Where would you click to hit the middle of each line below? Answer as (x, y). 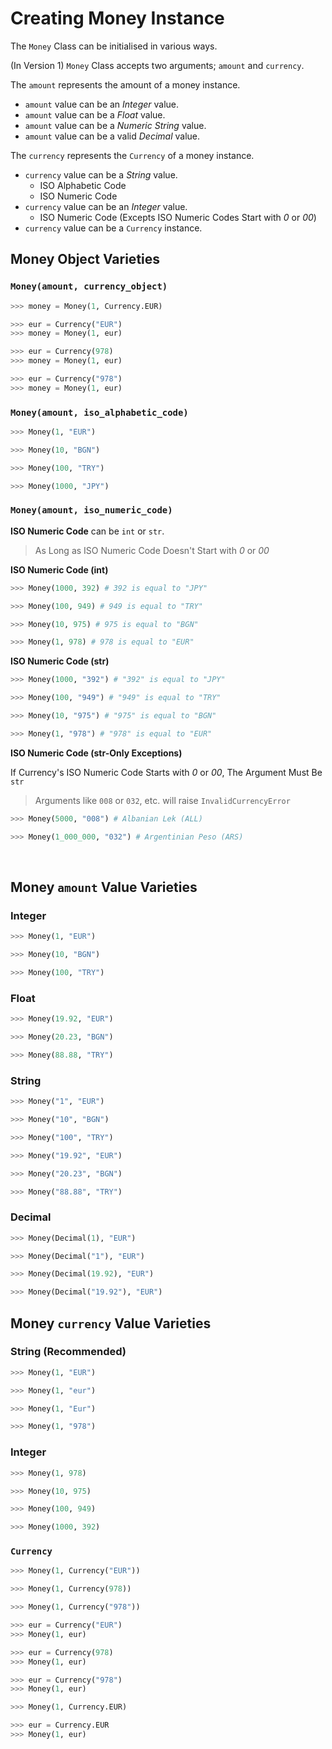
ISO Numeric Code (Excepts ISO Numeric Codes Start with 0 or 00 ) (178, 217)
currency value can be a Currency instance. (113, 228)
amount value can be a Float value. (95, 114)
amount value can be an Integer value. (102, 104)
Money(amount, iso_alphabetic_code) (99, 412)
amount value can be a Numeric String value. (115, 125)
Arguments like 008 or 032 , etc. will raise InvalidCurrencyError (162, 800)
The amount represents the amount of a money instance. (125, 84)
